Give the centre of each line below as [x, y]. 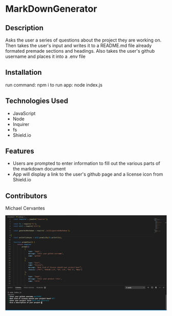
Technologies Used [37, 101]
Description [24, 28]
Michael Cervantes [25, 208]
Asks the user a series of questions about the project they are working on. [83, 40]
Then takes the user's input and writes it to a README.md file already [79, 46]
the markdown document [39, 169]
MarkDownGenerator [51, 9]
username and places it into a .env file [46, 56]
